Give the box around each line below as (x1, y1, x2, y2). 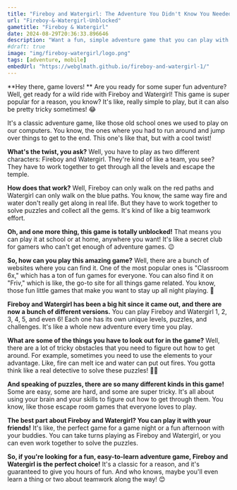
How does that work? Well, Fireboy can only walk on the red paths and (7, 183, 214, 192)
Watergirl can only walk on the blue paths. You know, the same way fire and (7, 191, 227, 199)
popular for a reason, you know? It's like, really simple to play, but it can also (7, 97, 229, 106)
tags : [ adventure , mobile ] (7, 57, 87, 64)
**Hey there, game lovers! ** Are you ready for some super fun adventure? (7, 82, 227, 91)
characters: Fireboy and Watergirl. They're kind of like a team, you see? (7, 155, 215, 163)
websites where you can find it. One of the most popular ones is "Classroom (7, 263, 229, 272)
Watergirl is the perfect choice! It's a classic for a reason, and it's (7, 460, 200, 468)
